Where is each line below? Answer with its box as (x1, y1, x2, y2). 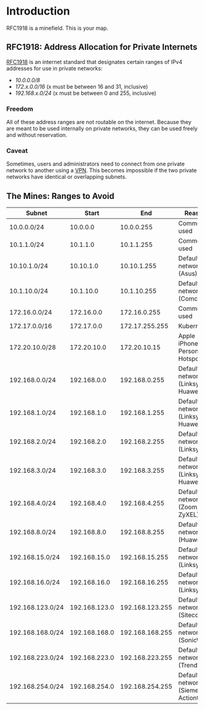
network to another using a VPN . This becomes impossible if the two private (6, 167, 197, 174)
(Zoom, (178, 503, 199, 512)
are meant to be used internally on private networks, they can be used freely (6, 125, 198, 132)
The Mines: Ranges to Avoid (6, 190, 115, 201)
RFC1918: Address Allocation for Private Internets (6, 42, 198, 52)
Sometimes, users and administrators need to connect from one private (6, 160, 185, 168)
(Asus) (178, 270, 198, 278)
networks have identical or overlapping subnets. (6, 173, 127, 181)
